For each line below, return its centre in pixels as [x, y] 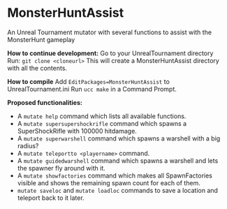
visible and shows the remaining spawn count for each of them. [109, 182]
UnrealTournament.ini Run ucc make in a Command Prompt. [92, 89]
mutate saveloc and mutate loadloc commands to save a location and [118, 190]
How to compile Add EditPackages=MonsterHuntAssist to [88, 81]
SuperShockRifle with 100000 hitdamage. [77, 131]
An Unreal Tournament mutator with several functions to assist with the [109, 32]
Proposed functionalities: [45, 102]
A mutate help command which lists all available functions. [102, 116]
